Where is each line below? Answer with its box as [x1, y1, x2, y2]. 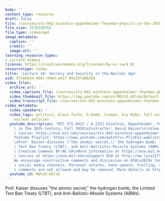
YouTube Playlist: [14, 135, 52, 140]
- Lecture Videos [5, 57, 41, 62]
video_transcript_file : [9, 99, 58, 104]
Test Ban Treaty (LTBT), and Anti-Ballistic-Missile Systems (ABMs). [5, 190, 140, 197]
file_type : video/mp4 [5, 30, 50, 35]
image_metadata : [5, 35, 38, 40]
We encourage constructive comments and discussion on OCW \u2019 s [14, 158, 153, 163]
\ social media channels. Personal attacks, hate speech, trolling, [14, 163, 157, 168]
